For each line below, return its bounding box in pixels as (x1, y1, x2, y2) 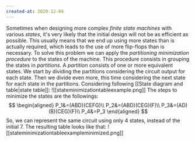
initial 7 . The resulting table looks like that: (6, 123, 107, 130)
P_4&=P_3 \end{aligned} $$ (81, 108, 148, 115)
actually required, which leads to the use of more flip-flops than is (6, 43, 165, 50)
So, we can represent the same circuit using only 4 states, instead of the (6, 117, 180, 124)
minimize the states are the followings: (6, 93, 99, 100)
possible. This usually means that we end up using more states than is (6, 37, 175, 44)
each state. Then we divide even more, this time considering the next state (6, 74, 186, 81)
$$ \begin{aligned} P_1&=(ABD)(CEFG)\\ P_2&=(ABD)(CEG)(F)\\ (8, 101, 161, 108)
